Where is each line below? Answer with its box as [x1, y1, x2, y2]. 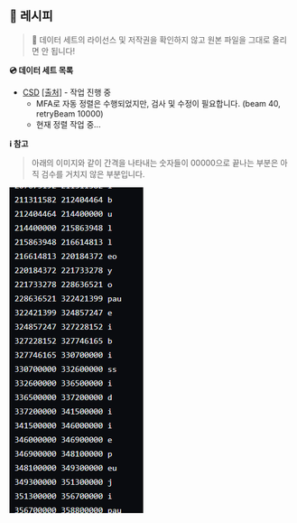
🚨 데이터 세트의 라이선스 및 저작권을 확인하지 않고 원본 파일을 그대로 [31, 34, 271, 45]
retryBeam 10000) [35, 107, 104, 119]
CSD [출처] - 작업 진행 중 [22, 87, 111, 98]
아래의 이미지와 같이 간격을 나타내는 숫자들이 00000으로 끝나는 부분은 [31, 157, 279, 168]
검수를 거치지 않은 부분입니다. [41, 168, 145, 179]
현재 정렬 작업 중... [35, 118, 101, 129]
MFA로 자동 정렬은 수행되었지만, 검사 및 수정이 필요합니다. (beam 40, [35, 98, 282, 108]
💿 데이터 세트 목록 [9, 64, 74, 75]
